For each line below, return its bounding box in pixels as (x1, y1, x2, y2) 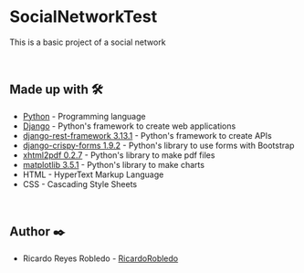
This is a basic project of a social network (9, 37, 166, 47)
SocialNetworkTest (9, 6, 158, 27)
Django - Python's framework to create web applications (22, 121, 236, 131)
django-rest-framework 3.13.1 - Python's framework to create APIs (22, 130, 272, 141)
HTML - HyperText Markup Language (22, 169, 164, 180)
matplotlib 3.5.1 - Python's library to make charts (22, 159, 205, 170)
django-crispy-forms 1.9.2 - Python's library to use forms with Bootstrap (22, 140, 295, 151)
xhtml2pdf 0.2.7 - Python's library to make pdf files (22, 149, 215, 161)
